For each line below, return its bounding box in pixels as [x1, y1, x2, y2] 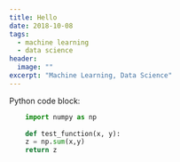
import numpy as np [25, 112, 98, 121]
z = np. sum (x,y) [25, 137, 86, 147]
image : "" [17, 63, 53, 72]
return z [25, 146, 58, 155]
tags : [9, 29, 29, 38]
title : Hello [9, 12, 58, 22]
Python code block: [9, 95, 81, 106]
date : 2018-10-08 [9, 21, 74, 30]
